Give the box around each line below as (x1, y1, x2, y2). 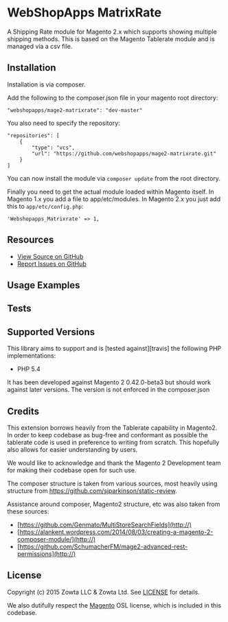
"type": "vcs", (32, 144, 76, 151)
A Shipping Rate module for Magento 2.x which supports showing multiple (7, 27, 218, 36)
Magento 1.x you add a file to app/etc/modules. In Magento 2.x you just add (7, 194, 221, 203)
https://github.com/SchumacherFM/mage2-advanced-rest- (19, 542, 188, 551)
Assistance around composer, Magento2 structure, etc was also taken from (7, 500, 220, 508)
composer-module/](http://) (16, 535, 96, 543)
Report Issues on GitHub (16, 260, 87, 268)
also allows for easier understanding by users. (7, 445, 138, 454)
